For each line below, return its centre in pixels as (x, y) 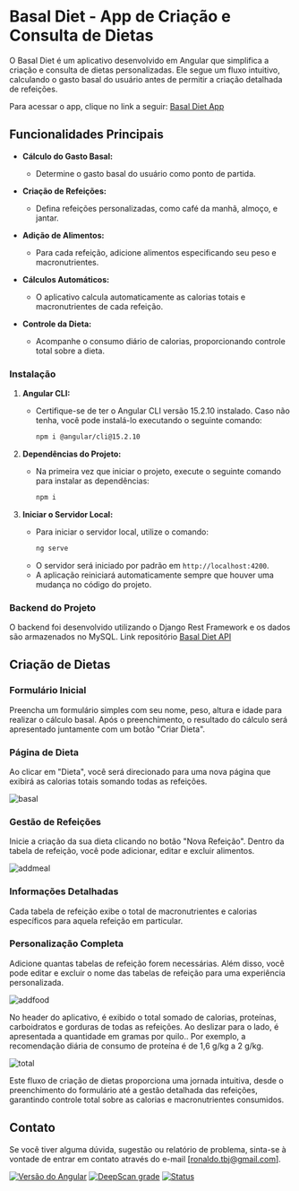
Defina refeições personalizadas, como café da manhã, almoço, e (157, 208)
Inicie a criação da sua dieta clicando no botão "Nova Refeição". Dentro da (147, 841)
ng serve (52, 548)
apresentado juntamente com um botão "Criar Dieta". (107, 729)
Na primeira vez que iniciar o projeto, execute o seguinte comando (158, 471)
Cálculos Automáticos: (66, 279)
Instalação (33, 374)
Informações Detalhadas (64, 891)
